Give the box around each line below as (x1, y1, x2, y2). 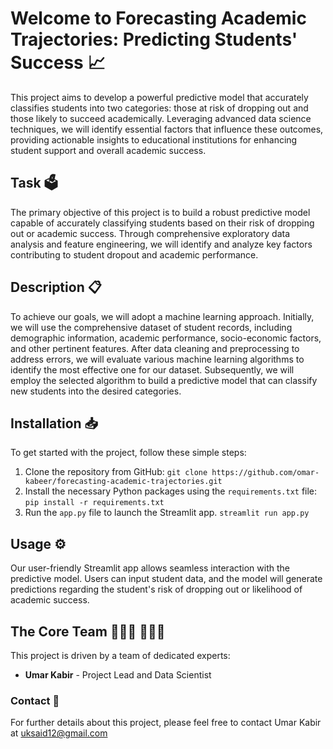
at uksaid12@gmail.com (10, 727, 108, 739)
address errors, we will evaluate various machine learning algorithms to (10, 353, 305, 365)
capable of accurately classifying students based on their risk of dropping (10, 217, 315, 229)
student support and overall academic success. (10, 144, 207, 156)
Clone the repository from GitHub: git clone (24, 466, 208, 478)
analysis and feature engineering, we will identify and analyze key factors (10, 238, 313, 250)
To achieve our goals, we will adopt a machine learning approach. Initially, (10, 310, 315, 322)
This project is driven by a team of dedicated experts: (10, 650, 231, 661)
